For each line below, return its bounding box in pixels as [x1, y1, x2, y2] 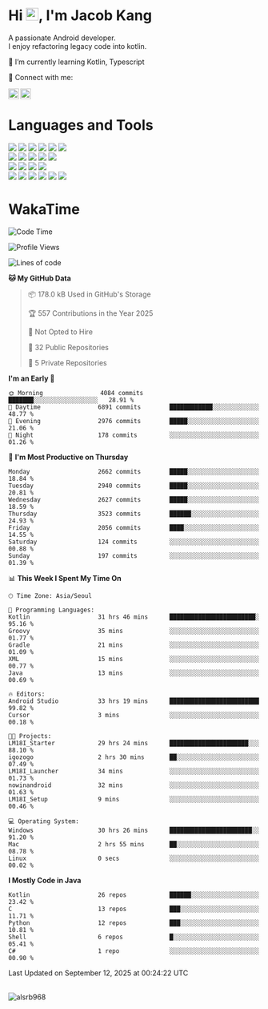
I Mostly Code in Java [8, 875, 82, 885]
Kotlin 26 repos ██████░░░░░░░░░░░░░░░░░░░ [8, 890, 260, 899]
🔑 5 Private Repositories [27, 357, 108, 367]
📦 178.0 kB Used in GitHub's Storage [27, 289, 151, 299]
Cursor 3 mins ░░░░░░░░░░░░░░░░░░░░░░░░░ [8, 711, 260, 719]
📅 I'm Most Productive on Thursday [8, 452, 129, 462]
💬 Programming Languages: [8, 606, 94, 614]
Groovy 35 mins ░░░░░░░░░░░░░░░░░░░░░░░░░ [8, 627, 260, 635]
